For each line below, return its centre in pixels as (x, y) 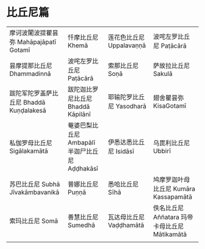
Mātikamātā (170, 234)
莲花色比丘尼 (126, 37)
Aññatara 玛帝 (173, 217)
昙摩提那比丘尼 (31, 65)
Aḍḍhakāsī (83, 168)
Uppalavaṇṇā (127, 45)
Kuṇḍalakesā (28, 110)
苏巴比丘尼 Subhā (35, 184)
